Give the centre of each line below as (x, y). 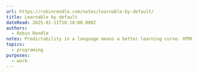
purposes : (18, 55)
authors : (17, 28)
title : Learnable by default (42, 17)
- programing (27, 50)
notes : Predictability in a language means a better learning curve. (93, 39)
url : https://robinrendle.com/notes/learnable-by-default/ (80, 11)
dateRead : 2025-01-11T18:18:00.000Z (51, 22)
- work (19, 61)
